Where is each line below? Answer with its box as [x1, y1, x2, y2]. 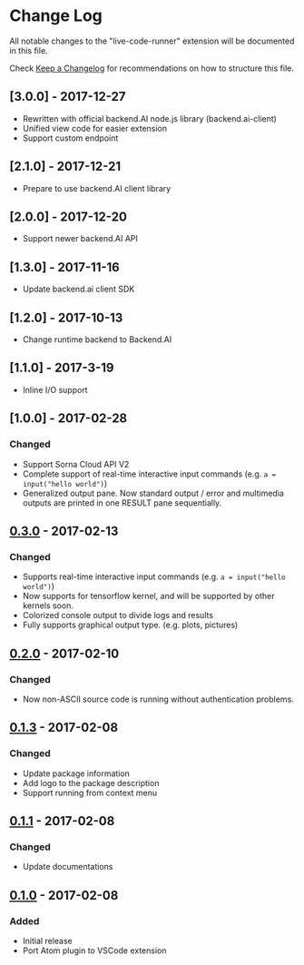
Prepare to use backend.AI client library [22, 182, 172, 193]
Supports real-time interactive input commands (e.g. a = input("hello [22, 571, 286, 582]
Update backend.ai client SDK [22, 283, 135, 295]
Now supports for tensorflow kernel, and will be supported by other [22, 591, 275, 602]
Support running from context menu [22, 787, 158, 798]
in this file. [9, 44, 48, 55]
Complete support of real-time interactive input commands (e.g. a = [22, 468, 277, 479]
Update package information [22, 768, 130, 779]
